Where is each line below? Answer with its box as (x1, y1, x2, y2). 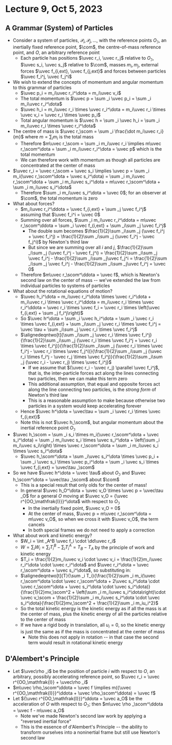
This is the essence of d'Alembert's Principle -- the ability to (20, 724, 148, 730)
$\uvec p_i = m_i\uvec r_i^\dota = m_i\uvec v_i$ (20, 90, 122, 96)
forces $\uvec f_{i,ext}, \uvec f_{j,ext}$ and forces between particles (20, 68, 166, 75)
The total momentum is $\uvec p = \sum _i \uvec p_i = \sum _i (20, 96, 151, 102)
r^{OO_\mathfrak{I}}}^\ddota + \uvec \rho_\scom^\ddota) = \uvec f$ (12, 690, 156, 696)
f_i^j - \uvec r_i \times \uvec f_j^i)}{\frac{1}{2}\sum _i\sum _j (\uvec (20, 348, 162, 354)
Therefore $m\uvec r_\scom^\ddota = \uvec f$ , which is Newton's (20, 272, 160, 278)
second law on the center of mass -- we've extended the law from (20, 277, 161, 283)
